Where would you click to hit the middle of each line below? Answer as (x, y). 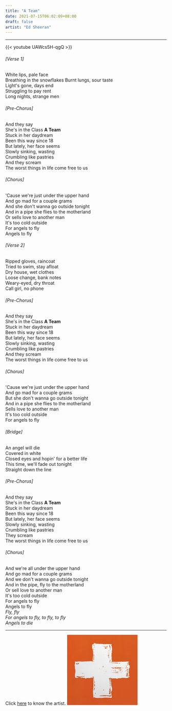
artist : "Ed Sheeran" (28, 27)
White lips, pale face (27, 75)
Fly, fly (12, 612)
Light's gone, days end (29, 86)
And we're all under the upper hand (43, 568)
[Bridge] (14, 432)
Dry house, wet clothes (30, 272)
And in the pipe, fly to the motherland (45, 585)
